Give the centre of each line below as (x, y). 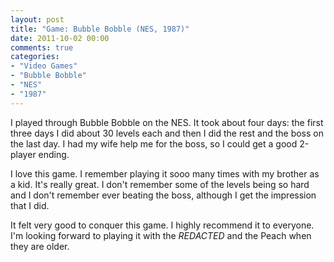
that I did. (30, 205)
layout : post (37, 19)
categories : (35, 57)
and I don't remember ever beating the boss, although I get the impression (163, 195)
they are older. (40, 246)
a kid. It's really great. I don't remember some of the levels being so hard (160, 184)
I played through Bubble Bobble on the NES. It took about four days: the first (167, 122)
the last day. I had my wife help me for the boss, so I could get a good (154, 143)
